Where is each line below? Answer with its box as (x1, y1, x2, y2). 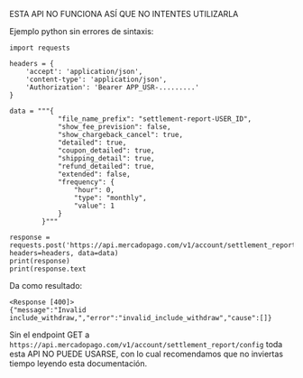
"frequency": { (57, 178, 115, 187)
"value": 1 (73, 201, 115, 210)
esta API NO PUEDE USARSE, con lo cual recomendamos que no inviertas (9, 348, 284, 359)
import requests (9, 43, 70, 52)
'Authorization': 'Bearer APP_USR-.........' (25, 83, 200, 92)
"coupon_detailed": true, (57, 146, 155, 155)
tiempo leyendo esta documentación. (9, 358, 148, 369)
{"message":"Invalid (9, 306, 87, 315)
